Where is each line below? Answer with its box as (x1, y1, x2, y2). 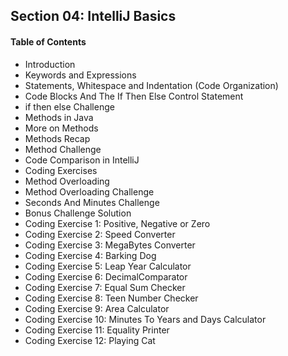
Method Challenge (24, 143, 102, 155)
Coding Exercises (24, 164, 98, 176)
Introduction (24, 58, 76, 70)
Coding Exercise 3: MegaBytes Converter (24, 239, 196, 251)
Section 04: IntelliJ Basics (10, 8, 177, 25)
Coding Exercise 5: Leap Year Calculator (24, 260, 192, 272)
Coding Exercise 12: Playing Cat (24, 334, 156, 346)
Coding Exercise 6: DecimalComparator (24, 270, 188, 283)
